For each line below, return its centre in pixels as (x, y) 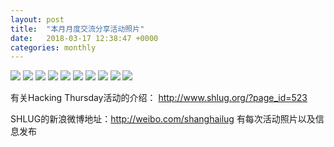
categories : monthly (53, 47)
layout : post (37, 19)
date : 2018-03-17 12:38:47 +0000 (84, 38)
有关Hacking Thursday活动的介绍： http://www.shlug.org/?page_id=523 (159, 98)
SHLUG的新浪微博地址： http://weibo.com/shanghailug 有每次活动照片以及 (163, 119)
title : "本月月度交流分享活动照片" (77, 29)
